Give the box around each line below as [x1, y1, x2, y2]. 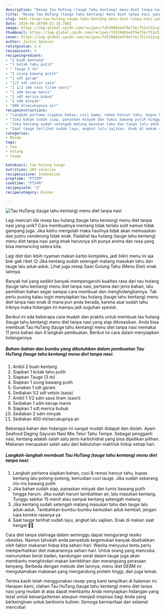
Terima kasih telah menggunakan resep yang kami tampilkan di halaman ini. [5, 578, 158, 583]
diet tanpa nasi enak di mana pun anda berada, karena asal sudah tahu [5, 299, 148, 305]
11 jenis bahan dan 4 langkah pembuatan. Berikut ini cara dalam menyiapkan [5, 329, 160, 335]
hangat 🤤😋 [12, 522, 34, 528]
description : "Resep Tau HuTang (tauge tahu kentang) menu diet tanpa [5, 7, 153, 12]
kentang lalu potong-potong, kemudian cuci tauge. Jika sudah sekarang [12, 475, 158, 481]
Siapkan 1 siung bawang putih [12, 379, 73, 385]
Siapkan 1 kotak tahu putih [12, 368, 66, 374]
